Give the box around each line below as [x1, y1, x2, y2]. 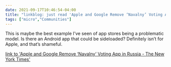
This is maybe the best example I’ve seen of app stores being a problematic [5, 31, 164, 37]
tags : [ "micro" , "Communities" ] [5, 17, 72, 22]
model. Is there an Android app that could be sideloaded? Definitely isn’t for [5, 36, 164, 42]
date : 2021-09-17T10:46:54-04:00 [5, 7, 76, 13]
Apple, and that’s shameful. [5, 41, 63, 47]
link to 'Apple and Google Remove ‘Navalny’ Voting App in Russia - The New [5, 51, 164, 57]
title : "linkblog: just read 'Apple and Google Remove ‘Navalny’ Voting [5, 12, 163, 17]
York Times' [5, 56, 31, 62]
